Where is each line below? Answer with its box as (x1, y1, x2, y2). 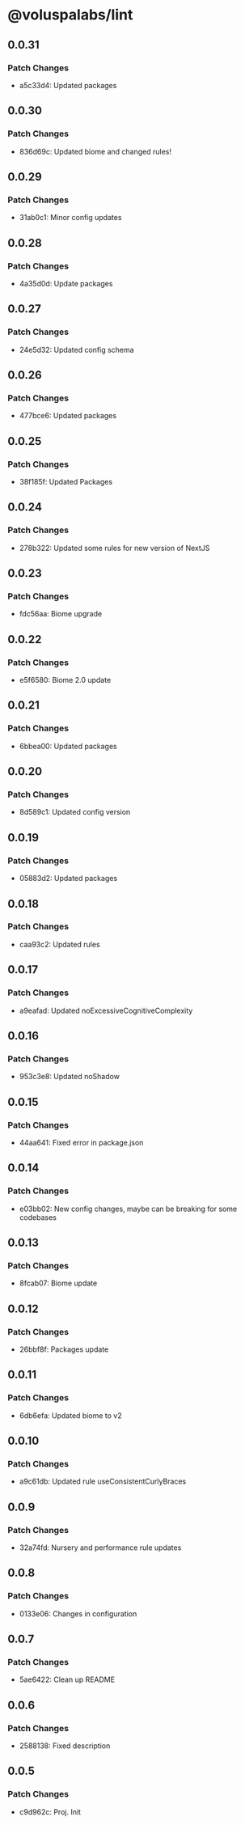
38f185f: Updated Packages (19, 477, 113, 486)
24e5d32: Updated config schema (19, 345, 134, 354)
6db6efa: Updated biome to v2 (19, 1410, 122, 1421)
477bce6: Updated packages (19, 411, 117, 421)
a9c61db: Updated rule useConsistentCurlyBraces (19, 1476, 187, 1486)
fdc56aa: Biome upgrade (19, 609, 103, 619)
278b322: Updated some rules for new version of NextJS (19, 543, 210, 553)
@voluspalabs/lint (7, 6, 133, 24)
